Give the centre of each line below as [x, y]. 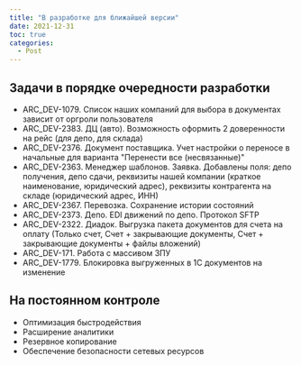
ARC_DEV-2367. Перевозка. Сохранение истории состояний [138, 205]
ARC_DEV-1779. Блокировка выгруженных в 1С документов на [142, 262]
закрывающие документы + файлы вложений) [111, 243]
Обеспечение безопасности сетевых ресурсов [113, 351]
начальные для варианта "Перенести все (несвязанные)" [133, 157]
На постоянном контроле [85, 301]
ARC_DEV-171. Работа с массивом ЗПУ [96, 252]
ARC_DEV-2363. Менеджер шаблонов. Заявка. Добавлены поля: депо [157, 167]
